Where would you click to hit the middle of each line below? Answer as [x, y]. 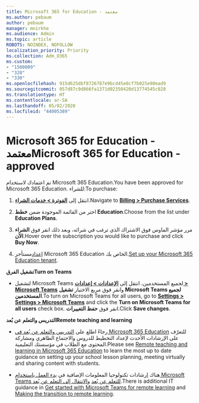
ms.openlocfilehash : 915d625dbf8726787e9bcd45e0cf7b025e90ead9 [86, 84]
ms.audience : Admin [30, 34]
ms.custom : [20, 61]
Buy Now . [27, 242]
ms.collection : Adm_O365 [37, 56]
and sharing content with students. [57, 363]
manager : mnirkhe [28, 28]
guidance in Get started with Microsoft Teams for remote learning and [100, 388]
